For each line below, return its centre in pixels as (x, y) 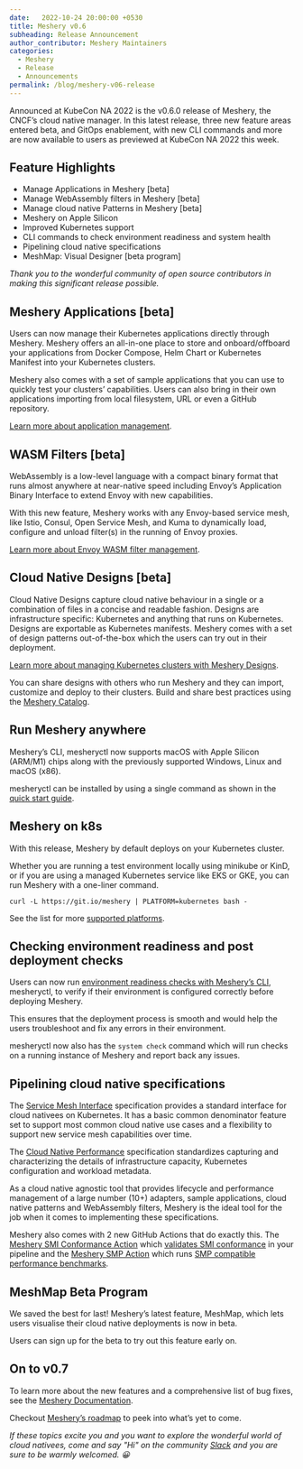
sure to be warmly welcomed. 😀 (70, 1455)
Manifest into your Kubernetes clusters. (83, 363)
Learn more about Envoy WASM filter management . (105, 550)
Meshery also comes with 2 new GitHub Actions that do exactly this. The (144, 1235)
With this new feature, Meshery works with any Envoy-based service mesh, (150, 513)
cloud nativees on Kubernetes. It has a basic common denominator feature (148, 1115)
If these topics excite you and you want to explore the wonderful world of (146, 1435)
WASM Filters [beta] (68, 454)
